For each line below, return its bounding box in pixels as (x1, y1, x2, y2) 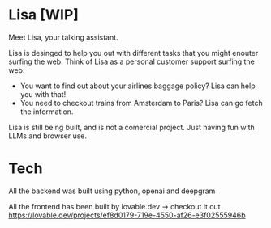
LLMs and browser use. (8, 131, 88, 141)
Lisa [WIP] (8, 6, 80, 24)
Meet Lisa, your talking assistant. (8, 32, 119, 42)
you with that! (19, 89, 67, 99)
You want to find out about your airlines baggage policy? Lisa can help (19, 81, 256, 91)
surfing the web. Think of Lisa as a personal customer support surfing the (8, 57, 256, 66)
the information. (19, 107, 74, 116)
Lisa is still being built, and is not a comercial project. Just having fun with (8, 122, 256, 132)
